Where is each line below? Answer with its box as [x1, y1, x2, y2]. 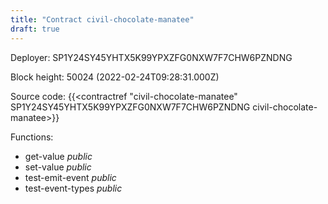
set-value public [24, 161, 92, 173]
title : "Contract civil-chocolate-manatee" [10, 14, 195, 25]
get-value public [24, 150, 93, 162]
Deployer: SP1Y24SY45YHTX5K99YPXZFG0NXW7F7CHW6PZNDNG [10, 51, 293, 63]
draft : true [10, 24, 60, 34]
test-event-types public [24, 182, 123, 194]
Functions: [10, 131, 54, 143]
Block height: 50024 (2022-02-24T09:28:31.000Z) [10, 71, 220, 83]
